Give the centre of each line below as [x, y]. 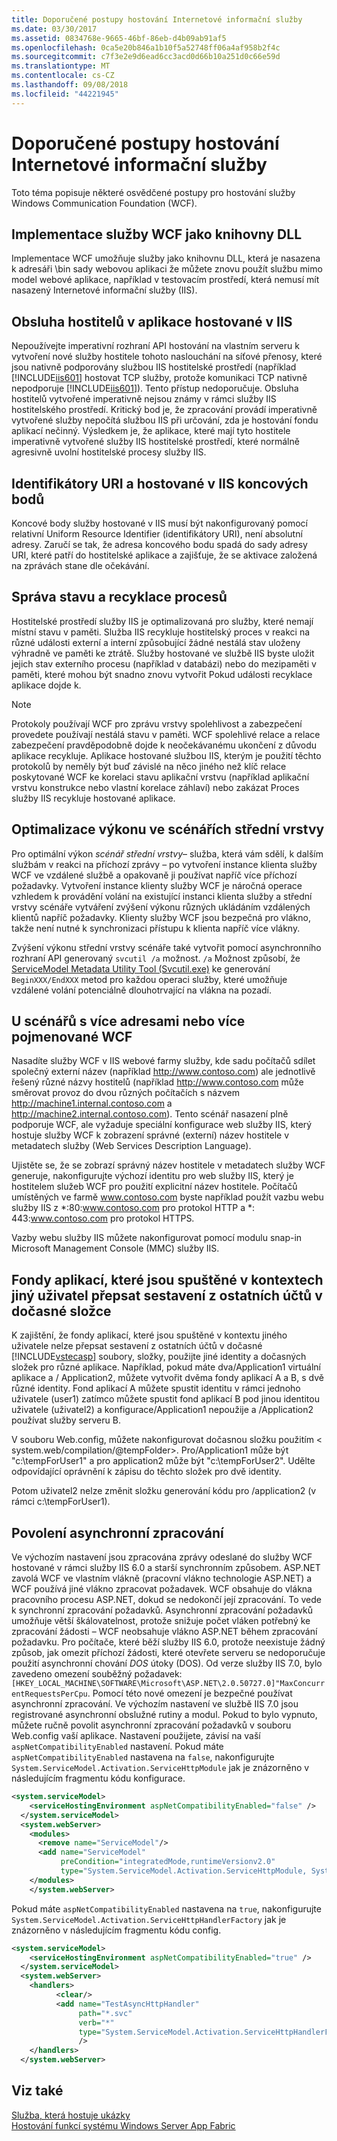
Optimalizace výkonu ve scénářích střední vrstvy [168, 829]
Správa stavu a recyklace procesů [119, 597]
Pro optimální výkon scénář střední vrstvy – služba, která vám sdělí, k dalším [167, 853]
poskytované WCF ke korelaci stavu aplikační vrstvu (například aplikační [160, 777]
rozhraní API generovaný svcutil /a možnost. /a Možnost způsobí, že [156, 958]
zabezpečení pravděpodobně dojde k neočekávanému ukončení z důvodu [164, 745]
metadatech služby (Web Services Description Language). [131, 1146]
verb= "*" [96, 2022]
